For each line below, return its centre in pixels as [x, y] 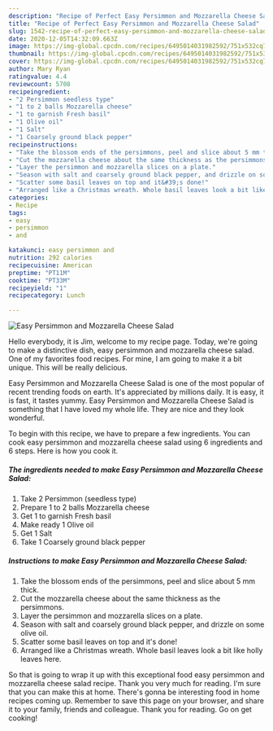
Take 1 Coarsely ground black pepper [83, 542]
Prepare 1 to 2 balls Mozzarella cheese [85, 508]
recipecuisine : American [50, 265]
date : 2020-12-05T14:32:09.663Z [63, 39]
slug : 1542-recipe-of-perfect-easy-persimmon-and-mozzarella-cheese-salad [138, 31]
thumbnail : [27, 54]
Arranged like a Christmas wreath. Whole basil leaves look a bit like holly [141, 650]
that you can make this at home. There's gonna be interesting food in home [134, 692]
